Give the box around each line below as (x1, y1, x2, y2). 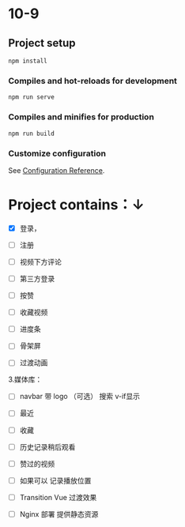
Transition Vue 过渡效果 (19, 492, 97, 502)
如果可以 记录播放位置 (19, 476, 92, 485)
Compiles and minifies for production (8, 111, 154, 122)
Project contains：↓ (8, 196, 145, 214)
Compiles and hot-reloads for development (8, 75, 178, 86)
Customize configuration (8, 148, 107, 159)
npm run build (8, 130, 55, 137)
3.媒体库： (8, 375, 43, 384)
